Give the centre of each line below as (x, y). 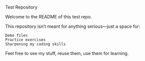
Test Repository (21, 7)
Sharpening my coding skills (35, 44)
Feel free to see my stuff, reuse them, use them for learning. (67, 53)
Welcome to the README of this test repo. (49, 17)
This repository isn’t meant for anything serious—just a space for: (73, 26)
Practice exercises (25, 40)
